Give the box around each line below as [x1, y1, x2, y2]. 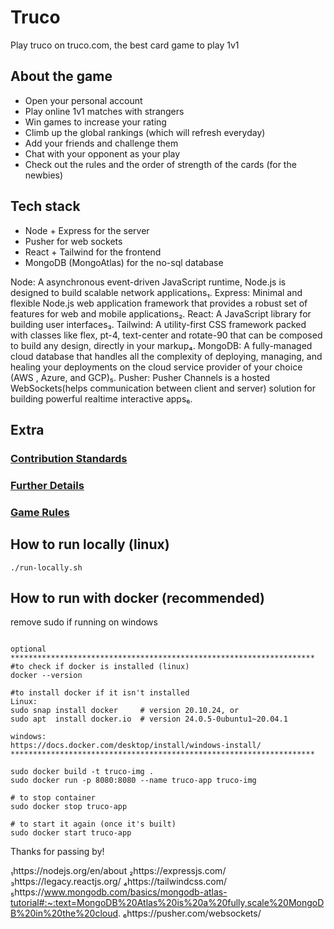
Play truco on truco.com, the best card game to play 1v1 [10, 39, 240, 51]
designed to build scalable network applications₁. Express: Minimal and [10, 286, 303, 298]
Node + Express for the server [24, 224, 150, 236]
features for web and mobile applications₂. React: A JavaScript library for [10, 307, 312, 320]
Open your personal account [24, 94, 143, 106]
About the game [10, 68, 113, 85]
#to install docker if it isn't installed [10, 688, 190, 698]
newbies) [24, 169, 64, 181]
